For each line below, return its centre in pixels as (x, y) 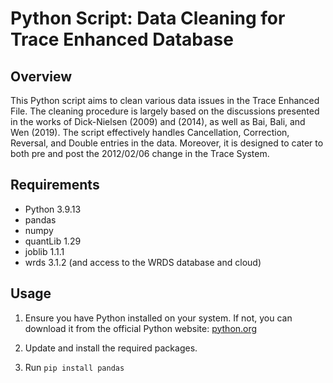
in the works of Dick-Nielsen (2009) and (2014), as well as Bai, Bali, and (158, 121)
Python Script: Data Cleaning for (148, 18)
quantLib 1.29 (53, 241)
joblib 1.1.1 (44, 251)
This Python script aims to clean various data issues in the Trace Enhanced (165, 100)
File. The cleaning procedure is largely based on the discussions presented (165, 111)
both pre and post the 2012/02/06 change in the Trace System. (140, 153)
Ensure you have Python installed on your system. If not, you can (158, 318)
